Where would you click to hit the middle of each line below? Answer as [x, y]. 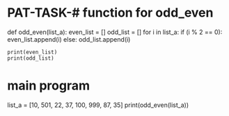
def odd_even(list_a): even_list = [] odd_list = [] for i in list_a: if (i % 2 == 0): [115, 32]
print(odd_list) [31, 58]
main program [49, 86]
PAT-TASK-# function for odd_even [110, 13]
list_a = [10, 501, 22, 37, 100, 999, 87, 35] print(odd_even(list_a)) [98, 105]
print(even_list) [32, 52]
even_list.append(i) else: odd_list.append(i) [69, 39]
